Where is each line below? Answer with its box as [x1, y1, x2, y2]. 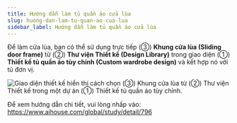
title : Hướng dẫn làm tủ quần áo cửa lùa [7, 10, 132, 18]
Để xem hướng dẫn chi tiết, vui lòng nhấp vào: [7, 100, 141, 109]
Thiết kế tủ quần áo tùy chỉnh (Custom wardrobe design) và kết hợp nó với [7, 58, 229, 66]
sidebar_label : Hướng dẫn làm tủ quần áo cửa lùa [7, 23, 157, 30]
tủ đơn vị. [7, 65, 35, 74]
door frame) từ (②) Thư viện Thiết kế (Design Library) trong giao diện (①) [7, 50, 231, 59]
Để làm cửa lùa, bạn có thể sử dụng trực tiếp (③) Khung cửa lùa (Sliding [7, 43, 221, 52]
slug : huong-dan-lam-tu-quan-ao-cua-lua [7, 17, 129, 24]
